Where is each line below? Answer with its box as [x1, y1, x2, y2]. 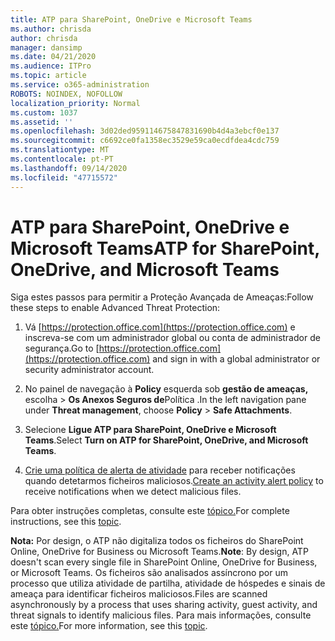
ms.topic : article [10, 71, 87, 81]
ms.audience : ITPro [10, 61, 92, 71]
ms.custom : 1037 [10, 107, 78, 118]
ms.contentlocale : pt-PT [10, 154, 114, 164]
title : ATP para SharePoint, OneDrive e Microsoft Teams [10, 14, 253, 25]
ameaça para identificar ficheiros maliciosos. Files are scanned [10, 588, 268, 600]
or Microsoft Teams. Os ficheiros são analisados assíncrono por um [10, 567, 288, 579]
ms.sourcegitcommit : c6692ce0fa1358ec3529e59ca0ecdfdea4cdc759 [10, 136, 280, 146]
